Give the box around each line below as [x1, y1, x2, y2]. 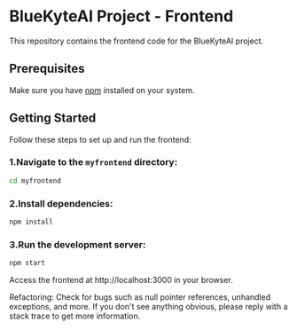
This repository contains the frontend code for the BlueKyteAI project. [9, 35, 264, 46]
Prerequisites [9, 61, 85, 76]
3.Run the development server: [9, 238, 146, 250]
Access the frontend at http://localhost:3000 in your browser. [9, 275, 233, 286]
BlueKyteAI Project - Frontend [9, 6, 234, 27]
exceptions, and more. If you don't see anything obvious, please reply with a [9, 302, 288, 312]
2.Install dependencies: [9, 197, 113, 209]
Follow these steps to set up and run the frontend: [9, 134, 192, 145]
